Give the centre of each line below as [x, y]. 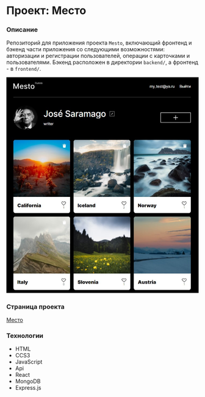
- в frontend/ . [24, 69]
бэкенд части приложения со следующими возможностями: [85, 49]
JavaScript [29, 362]
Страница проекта [36, 307]
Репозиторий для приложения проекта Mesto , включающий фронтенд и [99, 43]
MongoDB [28, 381]
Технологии [25, 336]
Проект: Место [46, 11]
